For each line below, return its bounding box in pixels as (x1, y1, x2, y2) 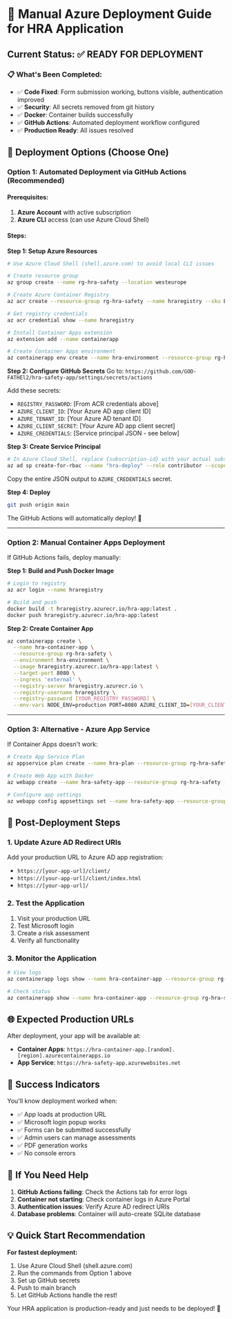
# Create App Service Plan (7, 754, 85, 761)
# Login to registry (7, 580, 67, 587)
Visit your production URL (17, 914, 91, 922)
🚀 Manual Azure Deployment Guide (7, 6, 212, 22)
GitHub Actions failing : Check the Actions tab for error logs (17, 1187, 188, 1196)
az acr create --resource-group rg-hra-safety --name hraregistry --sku (7, 298, 221, 305)
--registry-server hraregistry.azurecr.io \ (13, 683, 144, 690)
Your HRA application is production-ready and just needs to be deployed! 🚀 (7, 1304, 221, 1312)
